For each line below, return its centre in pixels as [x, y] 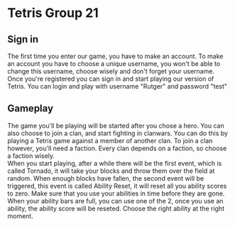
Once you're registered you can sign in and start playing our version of [111, 79]
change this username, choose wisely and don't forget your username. [111, 71]
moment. [20, 216]
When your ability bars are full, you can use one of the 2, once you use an [115, 200]
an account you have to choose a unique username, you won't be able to [114, 64]
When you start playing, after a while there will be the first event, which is [115, 163]
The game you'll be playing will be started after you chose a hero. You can [116, 125]
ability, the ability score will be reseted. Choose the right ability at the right [116, 208]
